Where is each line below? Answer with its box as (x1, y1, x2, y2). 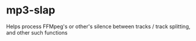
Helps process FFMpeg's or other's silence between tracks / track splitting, (6, 23, 191, 30)
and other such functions (6, 29, 68, 36)
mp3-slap (6, 4, 55, 17)
